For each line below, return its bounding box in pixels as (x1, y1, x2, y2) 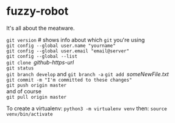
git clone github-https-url (6, 58, 74, 66)
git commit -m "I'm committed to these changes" (6, 77, 132, 83)
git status (6, 65, 34, 71)
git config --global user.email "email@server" (6, 47, 130, 54)
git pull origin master (6, 94, 67, 100)
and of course (6, 87, 41, 95)
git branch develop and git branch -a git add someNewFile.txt (6, 70, 169, 77)
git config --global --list (6, 53, 78, 59)
